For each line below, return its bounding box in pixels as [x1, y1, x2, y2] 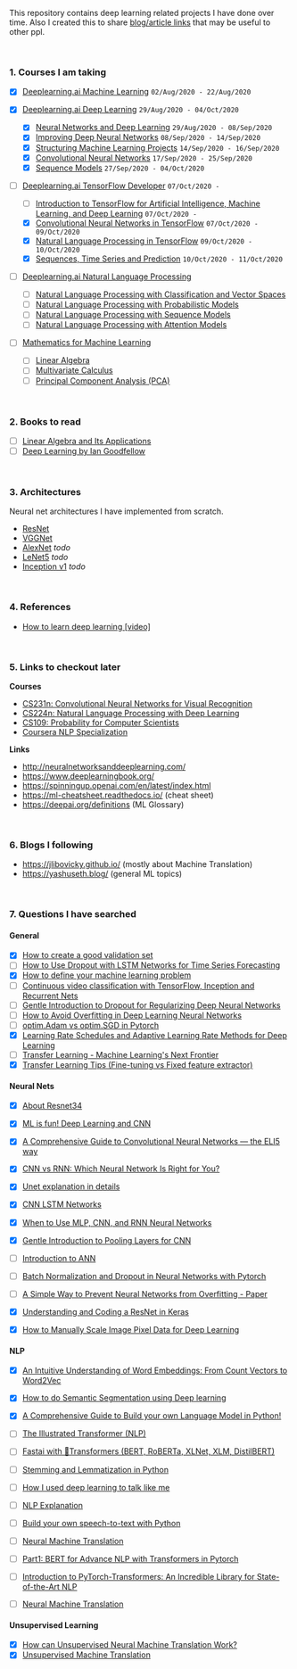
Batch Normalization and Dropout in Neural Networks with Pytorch [21, 1270, 267, 1281]
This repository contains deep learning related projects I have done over [9, 8, 275, 18]
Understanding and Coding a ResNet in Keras [21, 1306, 189, 1317]
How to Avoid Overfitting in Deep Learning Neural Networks [21, 1010, 243, 1020]
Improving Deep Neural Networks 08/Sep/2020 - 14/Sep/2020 [35, 132, 261, 143]
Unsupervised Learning [9, 1619, 99, 1631]
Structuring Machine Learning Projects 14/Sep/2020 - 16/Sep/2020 [35, 142, 280, 153]
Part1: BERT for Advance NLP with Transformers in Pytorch [21, 1553, 239, 1564]
